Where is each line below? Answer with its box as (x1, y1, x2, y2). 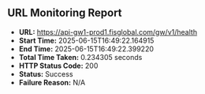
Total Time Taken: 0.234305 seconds (18, 52, 143, 62)
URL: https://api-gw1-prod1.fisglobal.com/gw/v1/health (18, 27, 198, 36)
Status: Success (18, 69, 73, 78)
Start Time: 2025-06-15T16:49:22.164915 (18, 36, 155, 45)
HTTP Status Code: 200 (18, 61, 99, 70)
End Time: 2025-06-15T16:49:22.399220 (18, 43, 155, 54)
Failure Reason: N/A (18, 77, 86, 87)
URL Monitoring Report (7, 6, 123, 20)
